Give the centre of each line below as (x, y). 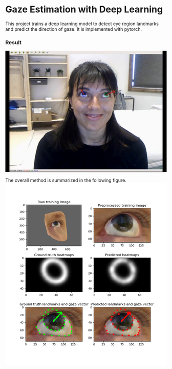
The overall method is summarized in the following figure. (66, 180)
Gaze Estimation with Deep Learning (84, 9)
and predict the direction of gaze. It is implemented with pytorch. (74, 29)
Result (14, 42)
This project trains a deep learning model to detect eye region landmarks (82, 24)
